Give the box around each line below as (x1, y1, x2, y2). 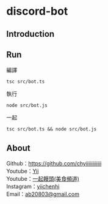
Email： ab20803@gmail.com (6, 191, 79, 198)
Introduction (6, 29, 55, 39)
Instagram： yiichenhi (6, 183, 60, 191)
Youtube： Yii (6, 167, 39, 175)
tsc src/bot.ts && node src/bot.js (6, 126, 97, 132)
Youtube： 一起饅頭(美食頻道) (6, 175, 79, 183)
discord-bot (6, 4, 68, 18)
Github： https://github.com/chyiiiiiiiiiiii (6, 160, 102, 167)
